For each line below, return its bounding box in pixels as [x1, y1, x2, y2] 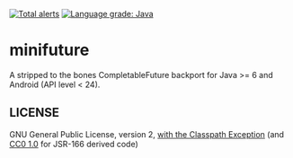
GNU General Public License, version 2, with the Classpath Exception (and [9, 128, 285, 139]
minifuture [9, 40, 90, 60]
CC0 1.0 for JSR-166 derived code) [9, 138, 139, 149]
